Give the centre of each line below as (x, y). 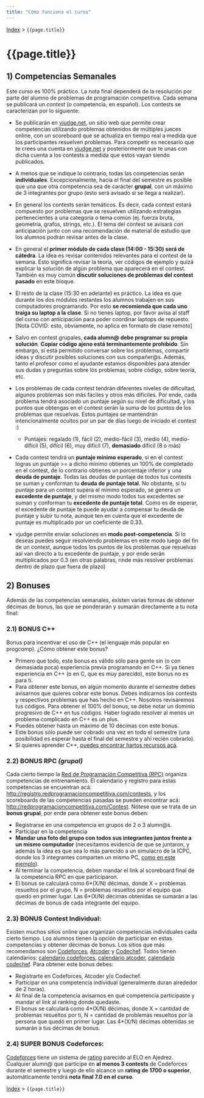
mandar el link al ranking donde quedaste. (68, 1002)
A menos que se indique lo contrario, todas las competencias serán (100, 173)
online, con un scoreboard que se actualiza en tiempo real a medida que (106, 136)
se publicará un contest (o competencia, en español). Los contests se (94, 104)
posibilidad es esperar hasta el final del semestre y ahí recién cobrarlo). (105, 738)
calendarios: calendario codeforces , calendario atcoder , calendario (90, 958)
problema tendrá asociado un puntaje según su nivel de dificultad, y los (105, 401)
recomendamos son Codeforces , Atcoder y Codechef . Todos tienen (91, 951)
